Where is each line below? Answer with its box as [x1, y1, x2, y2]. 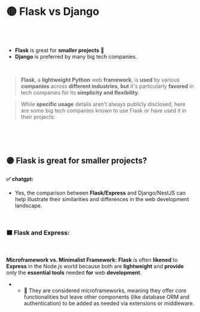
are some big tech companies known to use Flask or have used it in [20, 107, 187, 114]
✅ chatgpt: [6, 175, 34, 183]
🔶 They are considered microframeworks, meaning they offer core [23, 287, 187, 294]
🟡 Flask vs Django [6, 5, 100, 19]
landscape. [14, 202, 43, 209]
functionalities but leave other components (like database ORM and [23, 293, 190, 300]
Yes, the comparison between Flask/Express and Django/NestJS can [14, 189, 186, 196]
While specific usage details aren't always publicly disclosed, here [20, 100, 186, 108]
